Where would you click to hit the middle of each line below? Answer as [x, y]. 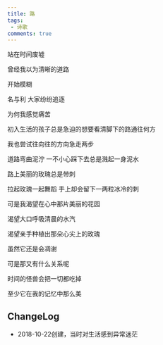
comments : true [30, 33]
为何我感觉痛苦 [29, 114]
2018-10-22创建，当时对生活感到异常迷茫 [78, 334]
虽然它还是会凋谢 [32, 249]
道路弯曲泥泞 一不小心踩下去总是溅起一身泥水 [73, 159]
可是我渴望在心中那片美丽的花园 [54, 204]
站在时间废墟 [26, 54]
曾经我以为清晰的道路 [38, 69]
